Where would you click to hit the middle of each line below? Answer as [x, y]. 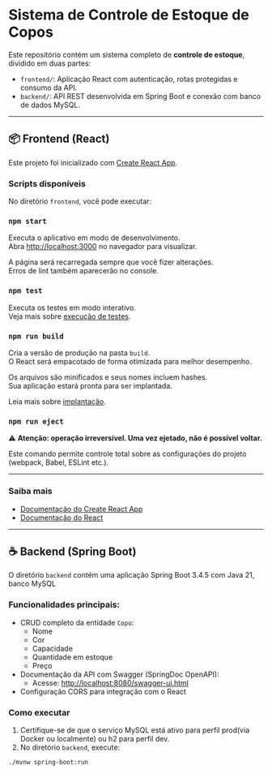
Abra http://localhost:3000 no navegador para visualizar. [103, 247]
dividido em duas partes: [50, 63]
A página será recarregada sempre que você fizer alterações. [111, 262]
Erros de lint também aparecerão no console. [84, 271]
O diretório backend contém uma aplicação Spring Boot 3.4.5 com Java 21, [132, 575]
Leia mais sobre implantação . [57, 401]
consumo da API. [49, 88]
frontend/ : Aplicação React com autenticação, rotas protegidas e [129, 79]
